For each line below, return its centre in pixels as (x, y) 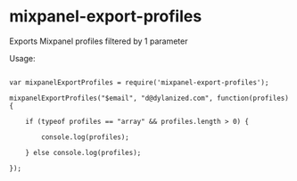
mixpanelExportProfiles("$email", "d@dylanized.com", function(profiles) (149, 98)
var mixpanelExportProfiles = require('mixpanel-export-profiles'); (139, 82)
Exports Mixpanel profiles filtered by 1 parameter (99, 41)
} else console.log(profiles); (83, 152)
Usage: (22, 58)
